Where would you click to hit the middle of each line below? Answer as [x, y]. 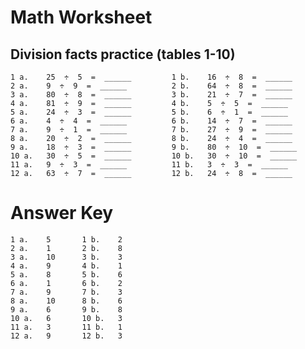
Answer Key [62, 213]
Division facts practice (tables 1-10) [123, 54]
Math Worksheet [81, 17]
